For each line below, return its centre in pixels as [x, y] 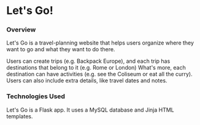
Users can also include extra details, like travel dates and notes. [87, 80]
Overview [21, 30]
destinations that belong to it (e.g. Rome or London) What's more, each [96, 68]
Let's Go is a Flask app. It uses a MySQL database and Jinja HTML [90, 110]
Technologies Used [36, 96]
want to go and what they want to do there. [61, 49]
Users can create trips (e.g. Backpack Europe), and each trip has [88, 61]
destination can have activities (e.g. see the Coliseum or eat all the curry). [100, 74]
